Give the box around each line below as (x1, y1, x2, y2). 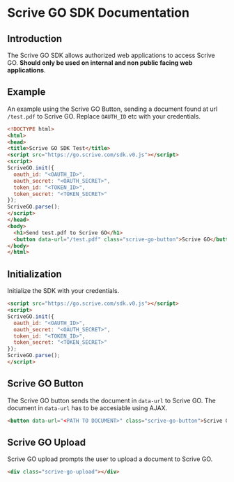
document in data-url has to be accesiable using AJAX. (7, 403, 168, 412)
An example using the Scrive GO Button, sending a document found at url (7, 105, 218, 113)
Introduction (7, 33, 63, 45)
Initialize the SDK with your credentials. (7, 287, 120, 295)
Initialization (7, 268, 63, 280)
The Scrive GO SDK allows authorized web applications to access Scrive (7, 51, 216, 59)
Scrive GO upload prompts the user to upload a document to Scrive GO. (7, 455, 213, 463)
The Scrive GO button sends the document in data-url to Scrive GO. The (7, 396, 216, 405)
